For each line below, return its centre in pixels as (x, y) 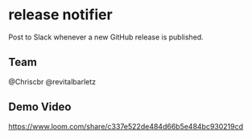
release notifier (60, 15)
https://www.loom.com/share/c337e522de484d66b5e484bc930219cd (126, 126)
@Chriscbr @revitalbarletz (52, 81)
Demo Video (40, 107)
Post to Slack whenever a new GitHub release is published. (106, 37)
